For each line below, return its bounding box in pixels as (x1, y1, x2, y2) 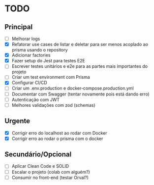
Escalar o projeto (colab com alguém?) (11, 169, 91, 175)
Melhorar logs (11, 36, 40, 42)
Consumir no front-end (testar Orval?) (11, 174, 89, 181)
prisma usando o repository (11, 47, 68, 53)
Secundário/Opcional (4, 150, 72, 159)
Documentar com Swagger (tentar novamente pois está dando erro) (11, 91, 150, 97)
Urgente (4, 117, 31, 125)
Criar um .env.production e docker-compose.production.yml (11, 85, 134, 92)
